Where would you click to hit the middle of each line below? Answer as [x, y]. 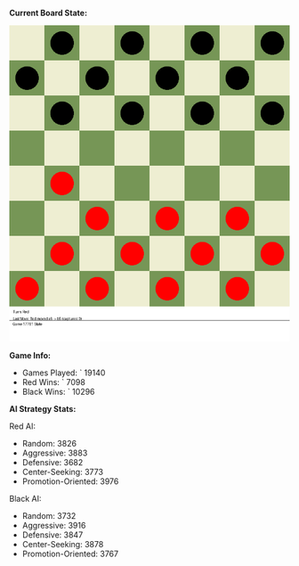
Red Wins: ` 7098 [54, 382]
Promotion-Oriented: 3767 [70, 554]
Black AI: [25, 499]
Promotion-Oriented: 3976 [70, 481]
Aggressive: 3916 [54, 525]
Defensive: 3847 [53, 535]
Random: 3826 [49, 443]
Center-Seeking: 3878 [63, 544]
